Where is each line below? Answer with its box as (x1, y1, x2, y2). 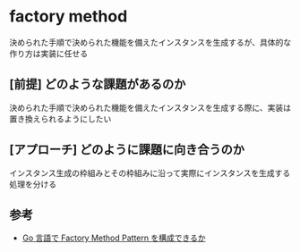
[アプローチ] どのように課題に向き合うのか (9, 142, 244, 157)
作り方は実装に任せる (9, 47, 88, 59)
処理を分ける (9, 179, 56, 189)
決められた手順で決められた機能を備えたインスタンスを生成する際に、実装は (9, 102, 292, 113)
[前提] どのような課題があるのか (9, 77, 186, 92)
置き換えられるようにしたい (9, 113, 112, 124)
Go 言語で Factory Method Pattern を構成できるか (21, 232, 206, 243)
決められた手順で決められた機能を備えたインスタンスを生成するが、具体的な (9, 37, 292, 47)
